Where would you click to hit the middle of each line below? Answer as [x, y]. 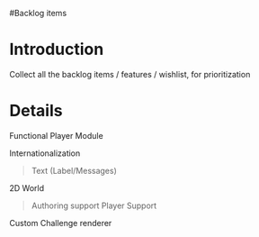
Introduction [57, 50]
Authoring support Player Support [94, 205]
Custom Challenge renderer [61, 223]
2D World [27, 187]
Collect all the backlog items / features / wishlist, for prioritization [130, 74]
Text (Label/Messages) [74, 170]
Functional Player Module [56, 135]
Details [36, 111]
